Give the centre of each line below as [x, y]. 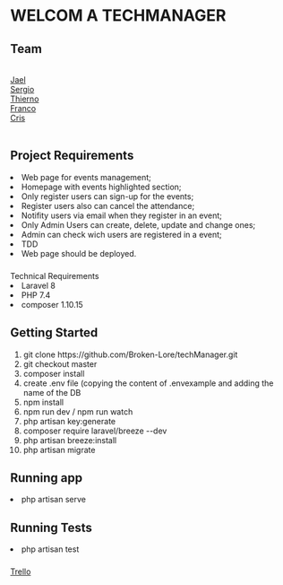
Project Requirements [72, 156]
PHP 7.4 [36, 295]
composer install [54, 373]
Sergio [22, 89]
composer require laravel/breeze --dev [95, 431]
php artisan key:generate [69, 421]
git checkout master [60, 363]
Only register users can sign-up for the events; [108, 196]
